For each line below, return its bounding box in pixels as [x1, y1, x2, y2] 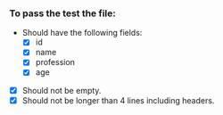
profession [35, 57, 76, 68]
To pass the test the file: [9, 7, 116, 20]
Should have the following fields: [21, 28, 143, 38]
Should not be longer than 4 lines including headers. [21, 94, 215, 105]
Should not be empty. [21, 85, 102, 95]
